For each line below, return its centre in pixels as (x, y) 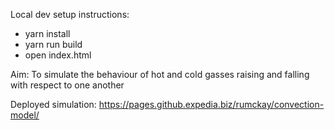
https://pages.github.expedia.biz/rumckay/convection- (211, 104)
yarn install (47, 33)
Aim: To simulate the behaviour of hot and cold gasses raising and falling (160, 74)
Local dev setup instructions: (70, 14)
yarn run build (53, 44)
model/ (25, 115)
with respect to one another (67, 85)
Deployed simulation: (53, 104)
